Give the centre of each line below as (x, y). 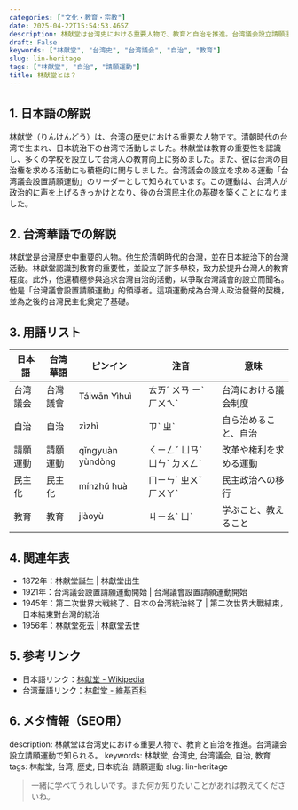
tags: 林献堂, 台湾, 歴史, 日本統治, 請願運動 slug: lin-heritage (118, 766)
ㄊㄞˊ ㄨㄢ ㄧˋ (176, 390)
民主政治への (248, 480)
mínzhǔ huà (103, 486)
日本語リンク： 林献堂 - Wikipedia (83, 679)
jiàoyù (91, 517)
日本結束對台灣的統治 (61, 614)
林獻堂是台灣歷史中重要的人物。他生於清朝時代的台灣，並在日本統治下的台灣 (149, 257)
